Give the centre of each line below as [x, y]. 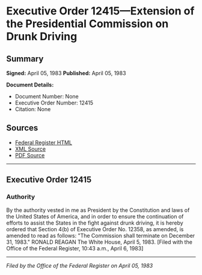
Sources [22, 128]
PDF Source [30, 155]
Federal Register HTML [44, 142]
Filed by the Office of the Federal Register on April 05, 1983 [80, 265]
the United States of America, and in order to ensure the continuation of [95, 216]
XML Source [30, 149]
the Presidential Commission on [87, 24]
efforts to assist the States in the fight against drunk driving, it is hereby [95, 223]
